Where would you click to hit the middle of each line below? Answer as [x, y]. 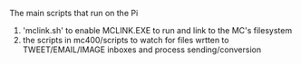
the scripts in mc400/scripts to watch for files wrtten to [126, 40]
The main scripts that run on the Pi [74, 13]
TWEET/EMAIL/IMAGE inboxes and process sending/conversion [141, 50]
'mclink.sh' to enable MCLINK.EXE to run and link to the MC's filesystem [157, 30]
